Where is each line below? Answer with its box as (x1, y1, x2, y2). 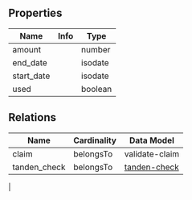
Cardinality (73, 135, 116, 146)
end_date (12, 56, 48, 68)
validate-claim (124, 148, 180, 160)
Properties (8, 6, 63, 20)
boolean (81, 83, 112, 94)
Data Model (129, 135, 174, 146)
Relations (8, 110, 57, 124)
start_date (12, 70, 51, 81)
